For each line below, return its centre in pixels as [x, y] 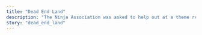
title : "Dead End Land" [36, 12]
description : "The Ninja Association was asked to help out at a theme [98, 17]
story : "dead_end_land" [36, 23]
